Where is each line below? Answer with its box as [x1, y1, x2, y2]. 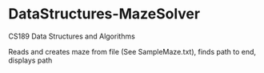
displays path [8, 55, 53, 65]
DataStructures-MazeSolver [8, 5, 201, 23]
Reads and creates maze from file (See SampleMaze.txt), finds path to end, [8, 47, 257, 56]
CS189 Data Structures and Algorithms [8, 31, 136, 41]
